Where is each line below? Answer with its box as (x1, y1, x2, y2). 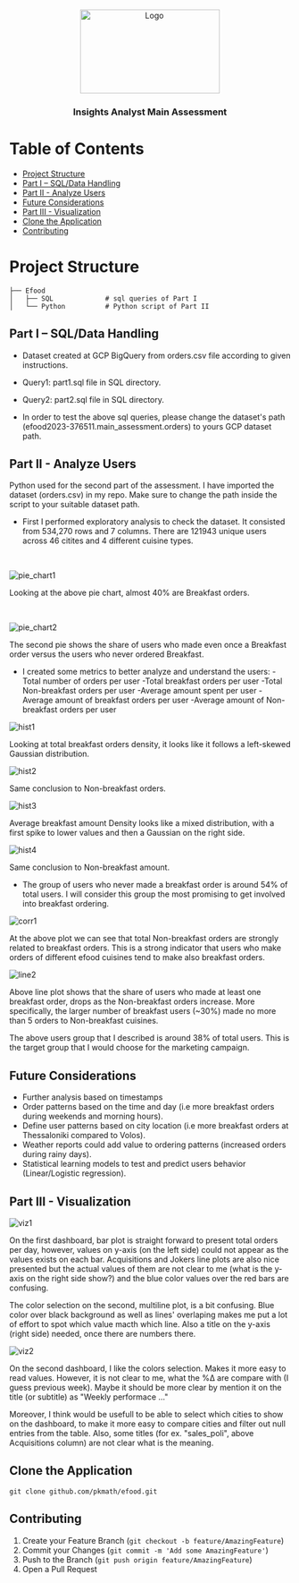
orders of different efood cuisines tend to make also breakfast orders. (9, 952, 266, 963)
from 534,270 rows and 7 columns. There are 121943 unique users (21, 526, 267, 537)
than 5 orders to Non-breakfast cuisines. (9, 1016, 159, 1026)
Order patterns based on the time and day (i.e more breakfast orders (21, 1102, 275, 1112)
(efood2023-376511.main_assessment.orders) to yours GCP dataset (21, 421, 272, 431)
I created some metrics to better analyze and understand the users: (21, 667, 270, 677)
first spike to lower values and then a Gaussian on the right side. (9, 828, 245, 838)
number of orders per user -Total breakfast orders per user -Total (42, 676, 283, 686)
